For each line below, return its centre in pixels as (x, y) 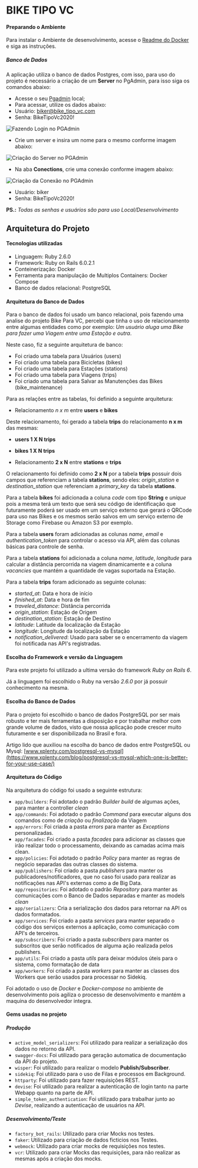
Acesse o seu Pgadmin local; (50, 98)
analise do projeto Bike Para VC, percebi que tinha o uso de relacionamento (98, 321)
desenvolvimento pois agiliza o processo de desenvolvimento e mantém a (96, 995)
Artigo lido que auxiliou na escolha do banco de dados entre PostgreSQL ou (98, 745)
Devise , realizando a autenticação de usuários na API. (80, 1106)
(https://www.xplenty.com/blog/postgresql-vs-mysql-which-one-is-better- (97, 757)
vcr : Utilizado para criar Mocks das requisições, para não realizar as (98, 1153)
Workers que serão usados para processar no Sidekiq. (81, 977)
